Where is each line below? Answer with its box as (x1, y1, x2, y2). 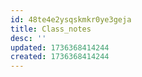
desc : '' (10, 33, 47, 43)
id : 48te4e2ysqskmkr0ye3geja (10, 14, 132, 25)
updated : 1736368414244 (10, 42, 110, 53)
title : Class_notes (10, 24, 92, 34)
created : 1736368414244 (10, 52, 110, 62)
